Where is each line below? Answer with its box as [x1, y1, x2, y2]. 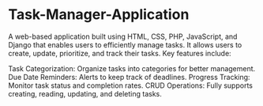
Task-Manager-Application [8, 6, 190, 24]
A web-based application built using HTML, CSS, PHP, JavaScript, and [8, 32, 238, 41]
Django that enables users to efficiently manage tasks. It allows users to [8, 40, 242, 49]
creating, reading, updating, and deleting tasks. [8, 89, 162, 98]
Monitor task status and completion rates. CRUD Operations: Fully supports [8, 81, 253, 90]
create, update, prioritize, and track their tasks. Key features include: [8, 48, 231, 58]
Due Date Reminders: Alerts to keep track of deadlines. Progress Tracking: [8, 72, 250, 81]
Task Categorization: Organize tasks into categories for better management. [8, 63, 256, 73]
